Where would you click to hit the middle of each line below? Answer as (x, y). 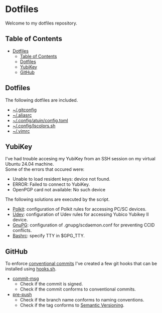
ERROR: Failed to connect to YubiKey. (51, 184)
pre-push (22, 294)
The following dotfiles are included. (42, 100)
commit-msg (26, 278)
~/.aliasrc (22, 115)
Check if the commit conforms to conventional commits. (78, 289)
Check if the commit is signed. (51, 284)
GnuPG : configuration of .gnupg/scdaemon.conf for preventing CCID (84, 225)
